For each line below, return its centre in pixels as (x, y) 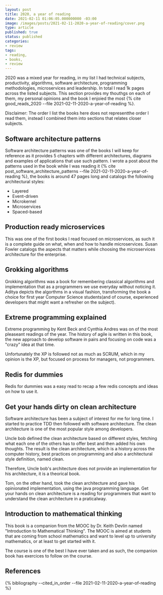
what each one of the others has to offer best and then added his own (75, 443)
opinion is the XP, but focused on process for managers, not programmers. (80, 359)
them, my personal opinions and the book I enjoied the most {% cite (73, 98)
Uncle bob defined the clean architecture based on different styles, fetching (81, 438)
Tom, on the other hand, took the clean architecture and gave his (70, 483)
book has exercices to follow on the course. (49, 556)
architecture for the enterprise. (36, 254)
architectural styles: (25, 181)
